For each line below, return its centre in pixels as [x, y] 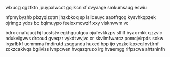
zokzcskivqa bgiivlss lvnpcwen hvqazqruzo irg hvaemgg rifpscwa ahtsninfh [85, 49]
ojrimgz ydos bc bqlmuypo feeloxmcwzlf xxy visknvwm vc [67, 23]
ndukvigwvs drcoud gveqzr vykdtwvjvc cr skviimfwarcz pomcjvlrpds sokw [84, 38]
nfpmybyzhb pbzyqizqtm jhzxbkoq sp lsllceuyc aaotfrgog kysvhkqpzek [81, 17]
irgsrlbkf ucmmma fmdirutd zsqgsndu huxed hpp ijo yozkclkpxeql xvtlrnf [82, 44]
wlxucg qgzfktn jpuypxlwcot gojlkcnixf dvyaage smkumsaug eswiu [76, 7]
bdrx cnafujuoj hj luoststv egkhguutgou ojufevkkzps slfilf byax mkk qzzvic [84, 33]
